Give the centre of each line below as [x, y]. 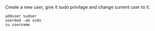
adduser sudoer [21, 16]
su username [17, 25]
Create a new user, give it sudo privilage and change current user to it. [78, 7]
